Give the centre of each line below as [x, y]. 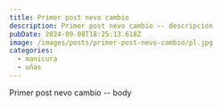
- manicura [37, 59]
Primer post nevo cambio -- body [70, 92]
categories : [31, 51]
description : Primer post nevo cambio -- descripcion [111, 26]
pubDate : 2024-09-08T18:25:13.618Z [75, 34]
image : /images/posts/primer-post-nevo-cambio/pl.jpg [111, 42]
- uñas [29, 68]
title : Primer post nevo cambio [69, 17]
